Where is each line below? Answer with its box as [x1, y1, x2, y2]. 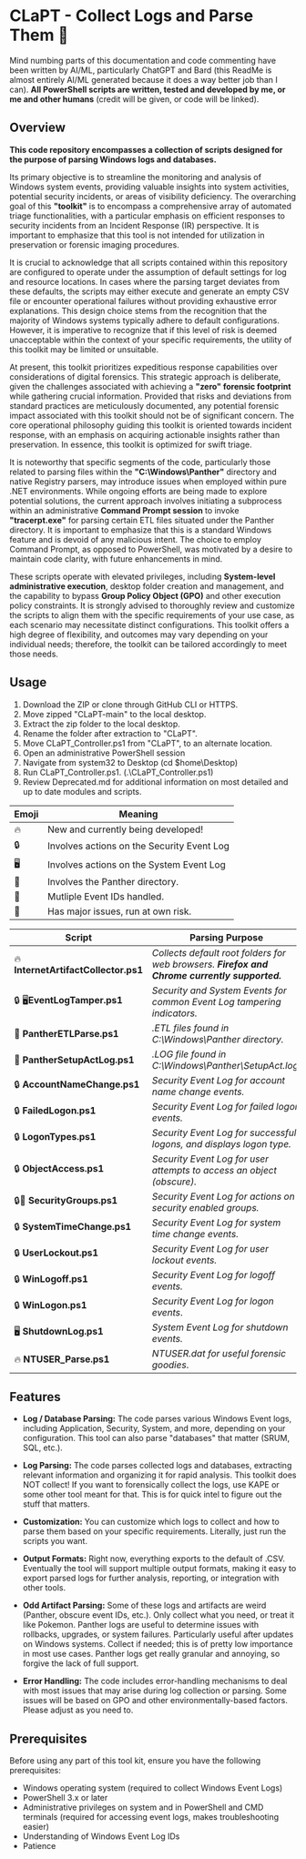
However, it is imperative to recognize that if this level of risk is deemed [9, 324, 278, 335]
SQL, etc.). [22, 1442, 64, 1453]
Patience [22, 1841, 56, 1852]
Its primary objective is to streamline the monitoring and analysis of [9, 171, 262, 182]
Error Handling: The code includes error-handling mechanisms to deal [22, 1676, 288, 1687]
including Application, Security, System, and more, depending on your [22, 1423, 286, 1434]
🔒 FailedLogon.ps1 [14, 1104, 97, 1117]
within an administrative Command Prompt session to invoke [9, 504, 240, 515]
